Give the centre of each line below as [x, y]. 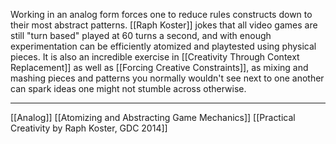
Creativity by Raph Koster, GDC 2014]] [89, 128]
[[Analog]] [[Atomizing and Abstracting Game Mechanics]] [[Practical [153, 117]
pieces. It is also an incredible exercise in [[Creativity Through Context [155, 57]
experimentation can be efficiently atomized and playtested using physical [163, 46]
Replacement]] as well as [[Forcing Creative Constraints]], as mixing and [159, 67]
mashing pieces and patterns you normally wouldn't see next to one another [167, 78]
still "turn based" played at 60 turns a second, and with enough [141, 35]
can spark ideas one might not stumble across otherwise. [128, 88]
